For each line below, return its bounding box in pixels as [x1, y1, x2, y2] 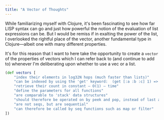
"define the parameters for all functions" [14, 88, 104, 93]
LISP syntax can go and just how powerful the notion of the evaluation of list [5, 25, 159, 32]
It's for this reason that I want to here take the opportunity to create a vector [5, 51, 159, 56]
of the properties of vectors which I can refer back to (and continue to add [5, 55, 155, 61]
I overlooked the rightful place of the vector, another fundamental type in [5, 36, 151, 42]
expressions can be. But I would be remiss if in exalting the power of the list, [5, 31, 159, 36]
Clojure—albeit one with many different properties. [5, 41, 107, 47]
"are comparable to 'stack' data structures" [14, 93, 108, 98]
